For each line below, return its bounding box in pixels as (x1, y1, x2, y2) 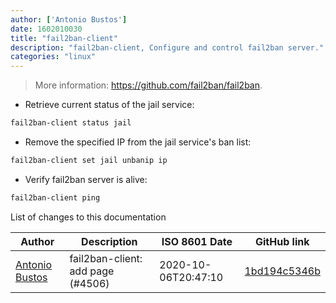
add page (69, 264, 115, 278)
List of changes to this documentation (10, 211, 167, 223)
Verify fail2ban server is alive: (24, 173, 148, 185)
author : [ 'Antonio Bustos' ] (10, 14, 128, 25)
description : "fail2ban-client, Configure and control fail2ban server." (10, 42, 325, 53)
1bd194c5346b (244, 264, 321, 278)
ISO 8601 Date (161, 234, 233, 248)
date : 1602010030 (10, 24, 83, 34)
